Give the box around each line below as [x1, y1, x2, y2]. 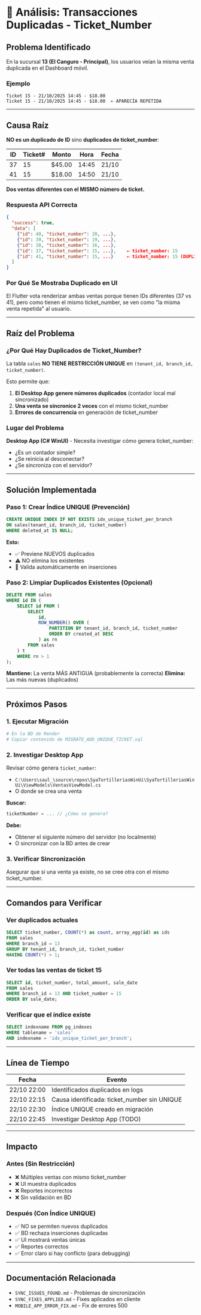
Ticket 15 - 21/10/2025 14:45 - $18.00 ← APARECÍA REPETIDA [6, 99, 162, 105]
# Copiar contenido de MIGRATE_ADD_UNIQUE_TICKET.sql [6, 736, 144, 743]
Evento [106, 1075, 127, 1084]
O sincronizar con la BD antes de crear [14, 840, 111, 847]
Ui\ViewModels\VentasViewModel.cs [14, 782, 101, 789]
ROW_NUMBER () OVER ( [38, 620, 90, 626]
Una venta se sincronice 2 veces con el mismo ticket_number [14, 402, 169, 410]
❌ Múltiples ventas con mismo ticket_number [14, 1173, 127, 1180]
